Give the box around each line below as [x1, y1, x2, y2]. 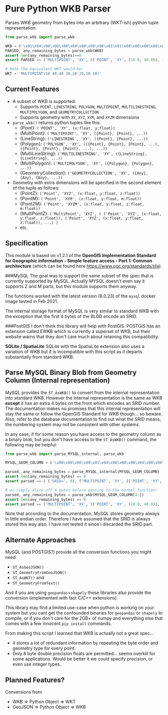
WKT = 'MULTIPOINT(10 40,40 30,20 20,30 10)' [5, 71, 101, 76]
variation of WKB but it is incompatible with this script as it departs [5, 348, 142, 354]
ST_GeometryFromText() [12, 581, 60, 586]
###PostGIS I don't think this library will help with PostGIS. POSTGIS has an [5, 323, 160, 329]
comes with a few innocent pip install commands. [5, 620, 112, 626]
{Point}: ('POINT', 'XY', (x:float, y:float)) [19, 124, 115, 130]
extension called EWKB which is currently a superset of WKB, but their [5, 328, 150, 334]
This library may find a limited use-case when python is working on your [5, 604, 154, 610]
